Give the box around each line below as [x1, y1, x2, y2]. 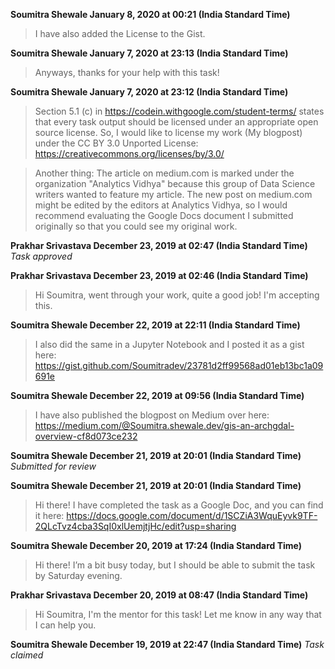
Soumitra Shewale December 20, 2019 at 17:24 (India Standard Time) [10, 540, 303, 551]
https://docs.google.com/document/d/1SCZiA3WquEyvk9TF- [66, 510, 318, 521]
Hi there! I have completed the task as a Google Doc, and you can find [34, 499, 324, 511]
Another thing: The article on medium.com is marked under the [34, 167, 295, 179]
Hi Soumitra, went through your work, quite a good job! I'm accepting [34, 289, 320, 301]
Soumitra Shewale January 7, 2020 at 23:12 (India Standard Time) [10, 86, 289, 98]
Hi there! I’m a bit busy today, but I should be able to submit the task [34, 559, 316, 571]
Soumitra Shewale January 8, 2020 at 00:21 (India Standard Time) [10, 9, 291, 20]
